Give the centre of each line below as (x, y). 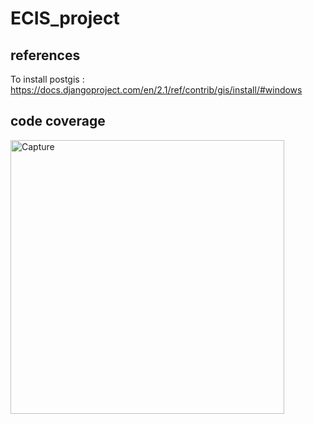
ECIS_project (65, 18)
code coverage (58, 121)
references (45, 55)
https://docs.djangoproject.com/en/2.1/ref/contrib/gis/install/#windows (156, 90)
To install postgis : (47, 79)
